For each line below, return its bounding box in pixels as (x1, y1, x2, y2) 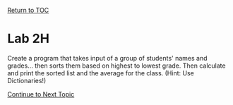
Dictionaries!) (7, 76, 47, 85)
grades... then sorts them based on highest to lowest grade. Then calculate (7, 61, 226, 70)
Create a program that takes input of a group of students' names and (7, 54, 208, 62)
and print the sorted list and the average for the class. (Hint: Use (7, 68, 194, 77)
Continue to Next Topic (7, 89, 75, 98)
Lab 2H (7, 31, 49, 47)
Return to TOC (7, 6, 49, 14)
